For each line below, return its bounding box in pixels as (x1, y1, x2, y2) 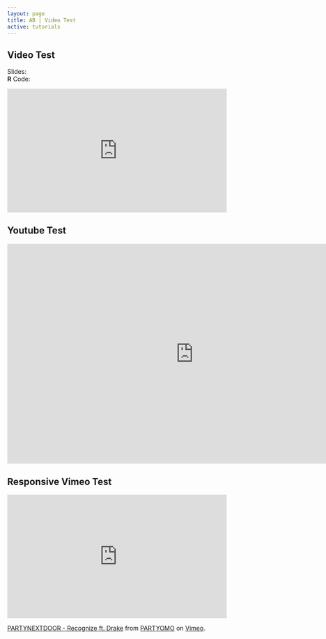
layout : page (7, 10, 45, 17)
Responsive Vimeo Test (7, 475, 112, 488)
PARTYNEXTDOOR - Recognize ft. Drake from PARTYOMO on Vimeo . (7, 624, 205, 632)
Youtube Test (7, 224, 66, 237)
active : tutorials (7, 23, 61, 30)
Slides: (7, 68, 26, 76)
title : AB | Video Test (7, 17, 77, 24)
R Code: (7, 75, 31, 84)
